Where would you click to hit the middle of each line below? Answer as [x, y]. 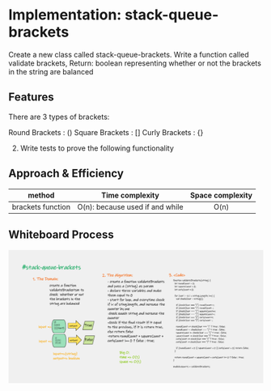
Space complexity [221, 195]
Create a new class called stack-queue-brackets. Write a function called [129, 54]
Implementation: [65, 15]
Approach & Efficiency [66, 174]
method [41, 195]
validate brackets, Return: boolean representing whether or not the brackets [135, 63]
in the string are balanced [51, 71]
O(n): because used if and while [130, 207]
